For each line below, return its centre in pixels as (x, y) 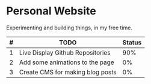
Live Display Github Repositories (65, 52)
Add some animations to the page (66, 62)
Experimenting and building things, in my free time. (69, 28)
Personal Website (51, 11)
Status (132, 42)
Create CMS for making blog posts (68, 72)
